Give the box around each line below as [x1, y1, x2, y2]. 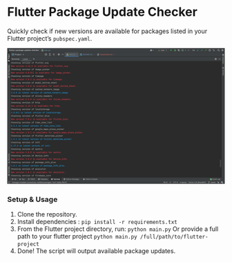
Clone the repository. [17, 210, 77, 219]
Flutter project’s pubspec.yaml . [7, 34, 93, 42]
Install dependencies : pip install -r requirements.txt [17, 218, 177, 226]
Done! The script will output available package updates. [17, 247, 176, 255]
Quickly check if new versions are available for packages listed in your [7, 27, 208, 35]
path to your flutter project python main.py [17, 232, 137, 241]
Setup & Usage [7, 194, 58, 204]
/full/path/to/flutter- [140, 234, 209, 241]
